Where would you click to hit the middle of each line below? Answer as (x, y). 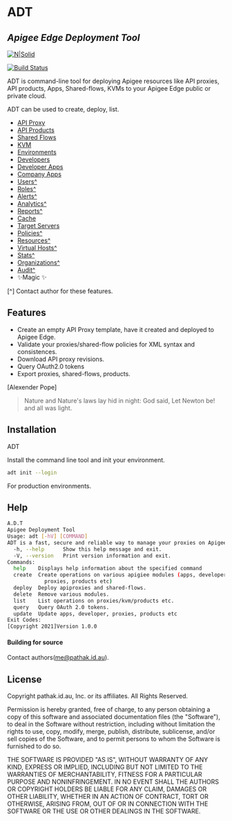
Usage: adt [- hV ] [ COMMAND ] (48, 537)
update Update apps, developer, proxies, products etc (95, 614)
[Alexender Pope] (32, 387)
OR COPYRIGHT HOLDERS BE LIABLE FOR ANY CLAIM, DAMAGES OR (107, 789)
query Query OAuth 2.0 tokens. (61, 607)
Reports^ (30, 211)
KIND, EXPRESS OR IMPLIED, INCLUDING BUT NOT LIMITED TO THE (105, 767)
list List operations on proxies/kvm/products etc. (94, 601)
